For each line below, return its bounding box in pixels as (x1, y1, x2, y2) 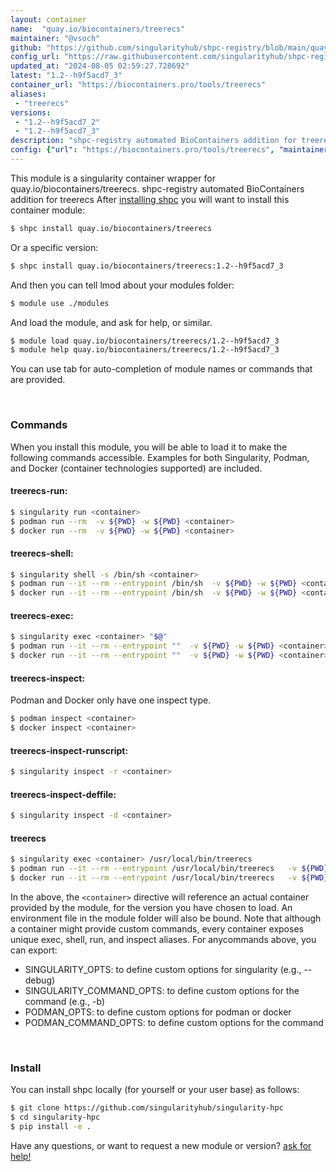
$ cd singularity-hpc (10, 1112, 101, 1123)
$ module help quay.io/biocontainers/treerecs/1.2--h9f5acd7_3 (10, 345, 280, 355)
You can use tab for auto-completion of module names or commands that (10, 363, 313, 375)
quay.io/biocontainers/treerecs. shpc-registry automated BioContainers (10, 182, 305, 195)
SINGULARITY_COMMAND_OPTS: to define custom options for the (24, 984, 300, 996)
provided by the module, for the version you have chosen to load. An (10, 901, 293, 913)
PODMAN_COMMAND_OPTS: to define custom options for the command (24, 1016, 324, 1028)
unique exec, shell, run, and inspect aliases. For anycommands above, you (10, 933, 317, 945)
